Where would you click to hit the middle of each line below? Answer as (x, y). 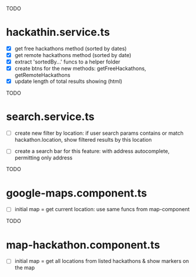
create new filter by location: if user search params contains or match (99, 133)
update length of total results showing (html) (68, 81)
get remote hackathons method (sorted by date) (73, 55)
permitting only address (43, 158)
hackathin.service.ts (58, 32)
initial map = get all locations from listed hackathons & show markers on (102, 261)
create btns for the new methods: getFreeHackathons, (80, 69)
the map (25, 268)
